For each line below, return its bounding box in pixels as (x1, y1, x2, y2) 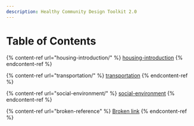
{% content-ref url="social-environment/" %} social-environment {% (6, 90, 175, 97)
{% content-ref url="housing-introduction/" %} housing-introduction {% (6, 54, 183, 61)
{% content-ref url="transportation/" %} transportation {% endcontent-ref (6, 72, 188, 79)
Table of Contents (6, 34, 96, 48)
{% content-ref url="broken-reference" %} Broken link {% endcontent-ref (6, 108, 187, 115)
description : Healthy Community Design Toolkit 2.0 (6, 8, 137, 15)
